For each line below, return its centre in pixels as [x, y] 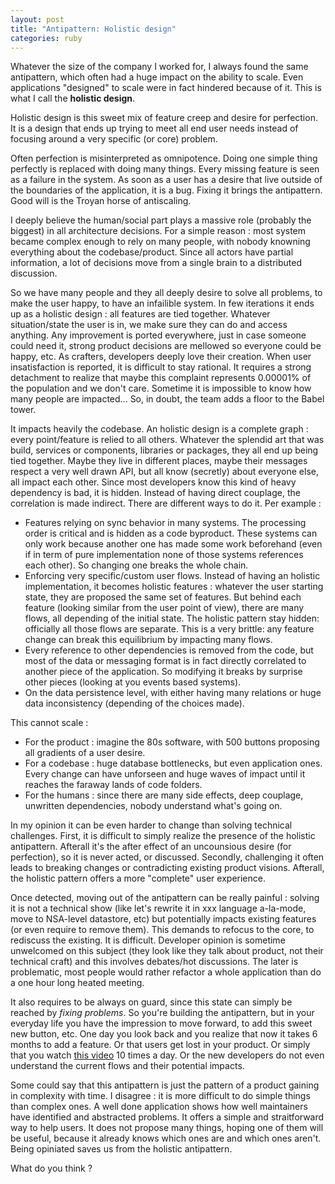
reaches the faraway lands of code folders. [113, 785]
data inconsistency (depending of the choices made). [134, 703]
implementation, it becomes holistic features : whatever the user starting [174, 587]
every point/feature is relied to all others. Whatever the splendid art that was [167, 440]
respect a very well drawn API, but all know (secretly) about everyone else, [164, 472]
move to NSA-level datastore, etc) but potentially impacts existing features [163, 919]
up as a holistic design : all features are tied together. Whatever [140, 314]
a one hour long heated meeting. [77, 983]
